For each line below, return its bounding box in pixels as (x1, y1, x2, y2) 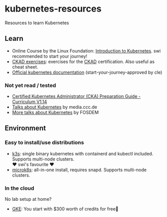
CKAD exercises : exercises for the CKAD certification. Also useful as (12, 59, 155, 65)
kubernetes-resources (5, 3, 102, 15)
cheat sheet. (12, 64, 38, 70)
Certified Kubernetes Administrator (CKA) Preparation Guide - (12, 93, 141, 99)
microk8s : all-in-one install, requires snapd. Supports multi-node (12, 167, 147, 173)
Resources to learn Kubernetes (5, 20, 69, 26)
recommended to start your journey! (12, 53, 88, 59)
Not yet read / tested (5, 82, 57, 89)
